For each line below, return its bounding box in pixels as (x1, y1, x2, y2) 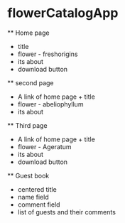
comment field (17, 200, 60, 209)
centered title (17, 185, 57, 193)
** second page (7, 78, 55, 87)
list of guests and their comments (17, 207, 116, 216)
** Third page (7, 121, 48, 129)
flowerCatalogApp (7, 5, 119, 21)
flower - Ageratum (17, 142, 72, 151)
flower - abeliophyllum (17, 99, 84, 108)
